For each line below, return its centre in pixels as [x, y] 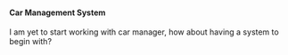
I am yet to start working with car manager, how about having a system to [144, 32]
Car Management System [58, 12]
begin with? [30, 42]
